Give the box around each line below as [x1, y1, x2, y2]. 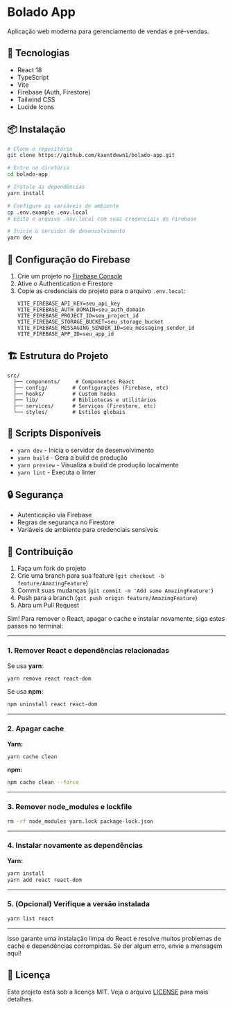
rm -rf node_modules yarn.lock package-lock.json [7, 817, 154, 825]
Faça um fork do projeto [17, 564, 87, 573]
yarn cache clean [7, 753, 58, 760]
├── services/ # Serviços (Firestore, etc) [13, 402, 157, 410]
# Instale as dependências [7, 183, 85, 191]
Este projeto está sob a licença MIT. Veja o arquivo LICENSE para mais [7, 987, 209, 996]
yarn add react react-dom [7, 876, 82, 883]
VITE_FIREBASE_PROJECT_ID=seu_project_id [17, 312, 139, 319]
